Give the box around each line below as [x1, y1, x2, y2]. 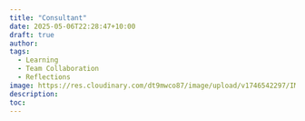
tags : [9, 47, 30, 56]
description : [9, 89, 59, 98]
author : [9, 38, 39, 48]
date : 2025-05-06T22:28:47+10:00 [9, 22, 136, 31]
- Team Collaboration [17, 65, 100, 74]
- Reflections [17, 73, 71, 82]
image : [9, 81, 34, 90]
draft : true [9, 30, 54, 39]
